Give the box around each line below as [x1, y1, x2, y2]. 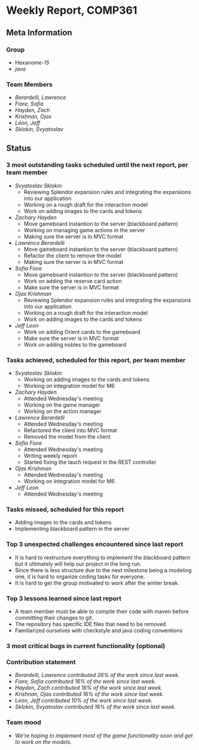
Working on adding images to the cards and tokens [23, 376, 150, 383]
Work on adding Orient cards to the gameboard [23, 328, 140, 335]
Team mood [6, 718, 42, 727]
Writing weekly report [23, 453, 78, 460]
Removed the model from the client [23, 433, 111, 441]
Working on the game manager [23, 402, 100, 409]
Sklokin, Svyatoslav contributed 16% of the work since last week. [14, 703, 176, 710]
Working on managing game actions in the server [23, 226, 145, 233]
